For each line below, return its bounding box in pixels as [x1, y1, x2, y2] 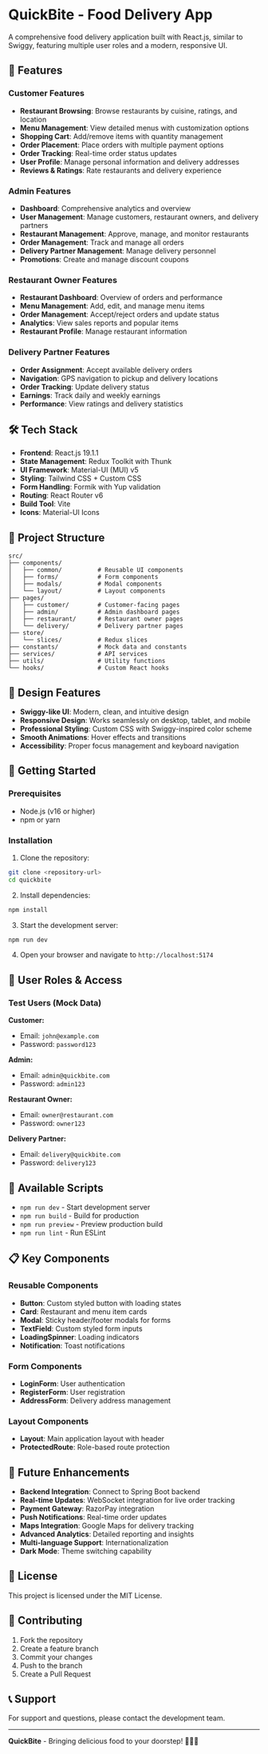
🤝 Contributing [8, 1614, 83, 1628]
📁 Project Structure [8, 530, 105, 545]
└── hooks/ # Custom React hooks [8, 664, 170, 673]
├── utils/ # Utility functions [8, 657, 166, 665]
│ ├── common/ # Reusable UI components [8, 566, 183, 574]
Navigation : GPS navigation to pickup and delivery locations [19, 374, 219, 383]
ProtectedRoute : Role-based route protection [19, 1442, 170, 1452]
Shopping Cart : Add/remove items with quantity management [19, 131, 223, 141]
